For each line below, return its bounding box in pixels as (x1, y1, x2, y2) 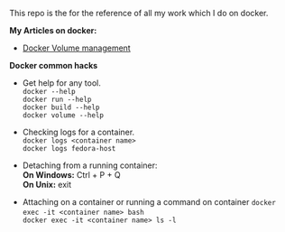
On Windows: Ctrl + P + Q (22, 170, 121, 180)
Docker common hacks (9, 60, 98, 70)
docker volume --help (22, 111, 104, 120)
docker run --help (22, 95, 92, 104)
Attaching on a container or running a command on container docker (22, 197, 277, 207)
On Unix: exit (22, 180, 72, 190)
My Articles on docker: (9, 25, 97, 35)
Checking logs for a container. (22, 126, 135, 137)
